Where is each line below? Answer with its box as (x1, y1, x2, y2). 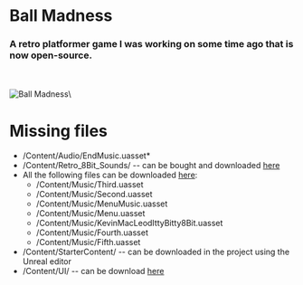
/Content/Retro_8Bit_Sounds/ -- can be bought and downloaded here (22, 160, 280, 171)
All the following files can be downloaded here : (22, 169, 198, 181)
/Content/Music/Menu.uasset (35, 208, 146, 219)
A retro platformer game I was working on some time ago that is (9, 38, 294, 51)
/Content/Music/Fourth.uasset (35, 227, 149, 238)
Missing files (9, 120, 109, 141)
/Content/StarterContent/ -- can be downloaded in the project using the (22, 246, 290, 258)
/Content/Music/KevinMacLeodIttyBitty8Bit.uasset (35, 218, 223, 229)
